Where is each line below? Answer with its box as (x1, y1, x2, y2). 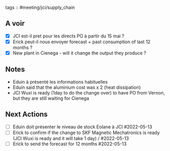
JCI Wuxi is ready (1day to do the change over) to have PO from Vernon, (12, 89, 165, 96)
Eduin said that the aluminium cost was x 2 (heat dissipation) (12, 84, 141, 90)
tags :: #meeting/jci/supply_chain (5, 5, 75, 10)
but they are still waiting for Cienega (12, 95, 90, 101)
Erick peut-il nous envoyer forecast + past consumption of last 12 (12, 39, 151, 45)
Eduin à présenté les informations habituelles (12, 79, 108, 85)
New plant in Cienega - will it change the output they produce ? (12, 50, 146, 56)
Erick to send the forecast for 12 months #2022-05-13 (12, 141, 127, 147)
